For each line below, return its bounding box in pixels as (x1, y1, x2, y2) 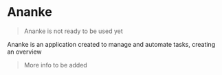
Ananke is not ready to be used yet (23, 27, 123, 35)
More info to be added (23, 61, 87, 69)
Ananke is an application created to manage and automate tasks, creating (7, 40, 215, 48)
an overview (7, 47, 43, 56)
